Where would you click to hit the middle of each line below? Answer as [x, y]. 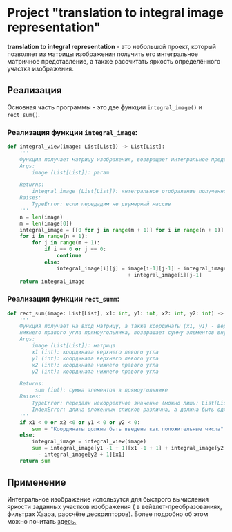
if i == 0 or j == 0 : [75, 249]
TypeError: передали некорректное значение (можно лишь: [115, 403]
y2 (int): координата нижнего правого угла [95, 372]
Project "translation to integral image [116, 13]
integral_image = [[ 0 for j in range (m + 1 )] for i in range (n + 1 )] [122, 230]
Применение [37, 483]
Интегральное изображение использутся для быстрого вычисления [108, 499]
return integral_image [52, 282]
